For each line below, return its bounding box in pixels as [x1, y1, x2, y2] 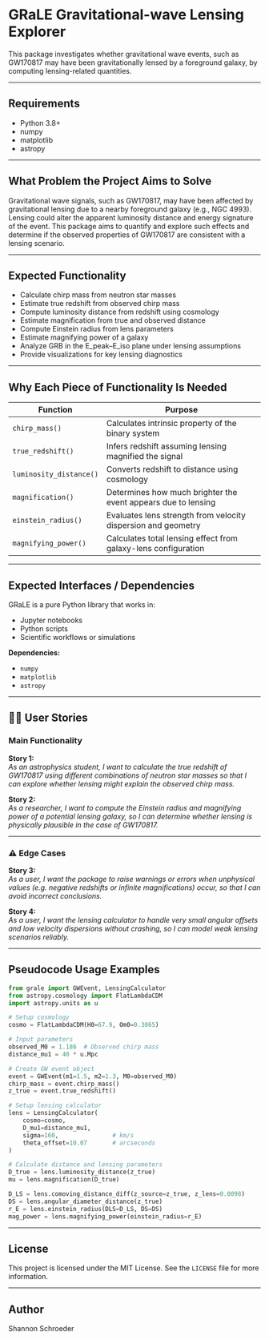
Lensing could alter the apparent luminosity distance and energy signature [8, 212, 254, 222]
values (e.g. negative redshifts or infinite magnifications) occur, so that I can [8, 883, 262, 892]
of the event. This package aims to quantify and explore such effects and [8, 221, 250, 231]
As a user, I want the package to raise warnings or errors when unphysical [8, 874, 255, 883]
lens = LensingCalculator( [8, 1109, 98, 1117]
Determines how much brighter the [106, 487, 238, 498]
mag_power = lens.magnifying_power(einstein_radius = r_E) [8, 1212, 203, 1221]
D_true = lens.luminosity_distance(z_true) [8, 1168, 156, 1177]
